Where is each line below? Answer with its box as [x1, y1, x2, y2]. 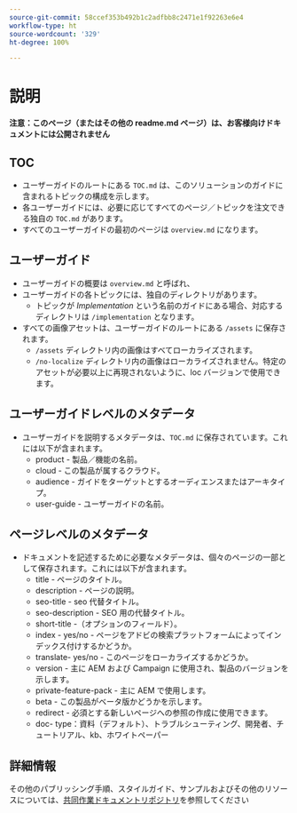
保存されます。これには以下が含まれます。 [37, 563, 192, 574]
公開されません [55, 129, 111, 139]
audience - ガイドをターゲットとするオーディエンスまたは [35, 476, 247, 487]
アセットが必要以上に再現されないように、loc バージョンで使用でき [35, 366, 282, 378]
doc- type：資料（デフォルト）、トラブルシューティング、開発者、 [35, 719, 277, 729]
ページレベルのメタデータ [9, 527, 149, 542]
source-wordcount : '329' [9, 29, 101, 38]
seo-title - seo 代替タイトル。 [35, 596, 145, 607]
